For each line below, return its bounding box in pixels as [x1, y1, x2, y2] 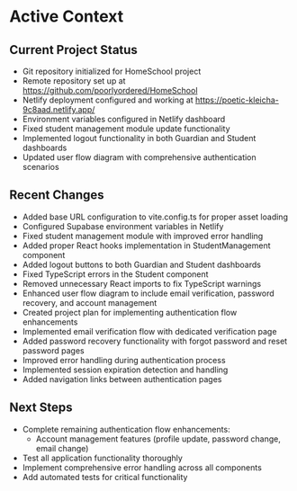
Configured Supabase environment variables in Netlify [22, 220, 224, 231]
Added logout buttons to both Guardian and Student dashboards [22, 259, 261, 270]
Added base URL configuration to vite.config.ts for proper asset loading [22, 211, 288, 222]
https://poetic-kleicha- [194, 94, 279, 105]
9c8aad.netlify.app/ [22, 104, 95, 114]
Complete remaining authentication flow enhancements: [22, 424, 231, 434]
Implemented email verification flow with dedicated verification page [22, 326, 277, 336]
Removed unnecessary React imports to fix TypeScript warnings [22, 278, 262, 289]
